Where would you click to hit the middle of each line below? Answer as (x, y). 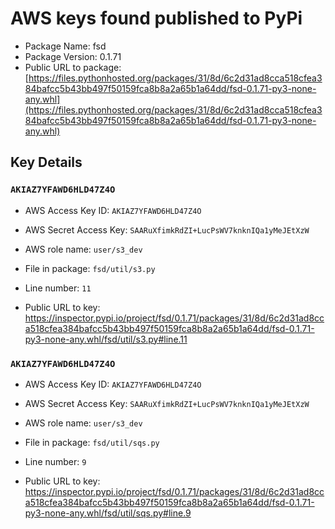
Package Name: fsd (65, 46)
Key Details (46, 162)
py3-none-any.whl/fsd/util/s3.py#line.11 (106, 339)
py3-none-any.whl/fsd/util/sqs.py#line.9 (108, 513)
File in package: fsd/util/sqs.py (92, 442)
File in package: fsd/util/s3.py (90, 268)
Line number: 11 (58, 288)
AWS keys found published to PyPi (156, 18)
